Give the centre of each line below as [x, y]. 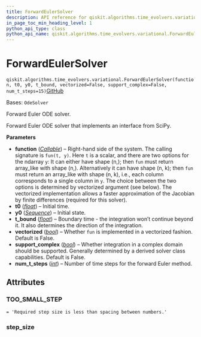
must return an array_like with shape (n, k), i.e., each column [89, 174]
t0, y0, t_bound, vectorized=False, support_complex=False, [91, 85]
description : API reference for [46, 17]
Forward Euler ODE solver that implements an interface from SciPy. [89, 126]
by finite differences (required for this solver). [71, 200]
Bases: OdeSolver [28, 103]
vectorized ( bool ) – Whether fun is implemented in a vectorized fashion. [104, 232]
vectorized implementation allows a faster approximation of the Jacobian [105, 194]
